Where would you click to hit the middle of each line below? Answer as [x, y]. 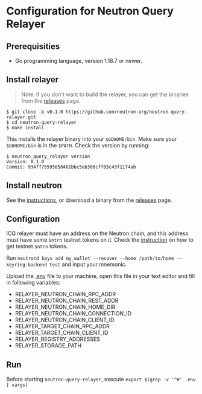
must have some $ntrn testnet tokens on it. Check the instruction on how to [100, 240]
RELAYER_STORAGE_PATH [48, 346]
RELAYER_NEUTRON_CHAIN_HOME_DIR [65, 307]
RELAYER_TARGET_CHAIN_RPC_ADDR [62, 326]
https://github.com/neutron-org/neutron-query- [126, 112]
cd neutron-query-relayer [44, 122]
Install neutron [34, 186]
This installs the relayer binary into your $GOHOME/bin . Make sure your [92, 139]
